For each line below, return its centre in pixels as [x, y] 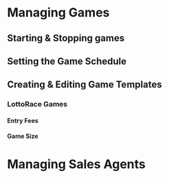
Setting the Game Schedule [67, 61]
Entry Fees [23, 120]
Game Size [23, 136]
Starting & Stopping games [66, 38]
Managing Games [58, 13]
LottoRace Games [37, 104]
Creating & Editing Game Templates [85, 85]
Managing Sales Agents [77, 164]
